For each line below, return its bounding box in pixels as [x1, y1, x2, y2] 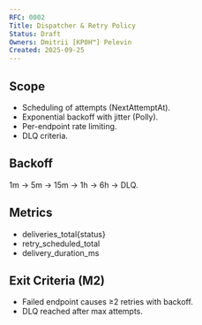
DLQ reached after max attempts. [21, 306, 144, 317]
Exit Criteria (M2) [9, 273, 106, 288]
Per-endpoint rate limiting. [21, 120, 117, 131]
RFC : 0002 [9, 12, 46, 22]
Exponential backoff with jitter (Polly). [21, 112, 159, 122]
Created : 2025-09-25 [9, 46, 86, 55]
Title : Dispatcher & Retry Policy [9, 21, 137, 30]
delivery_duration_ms [21, 247, 100, 258]
